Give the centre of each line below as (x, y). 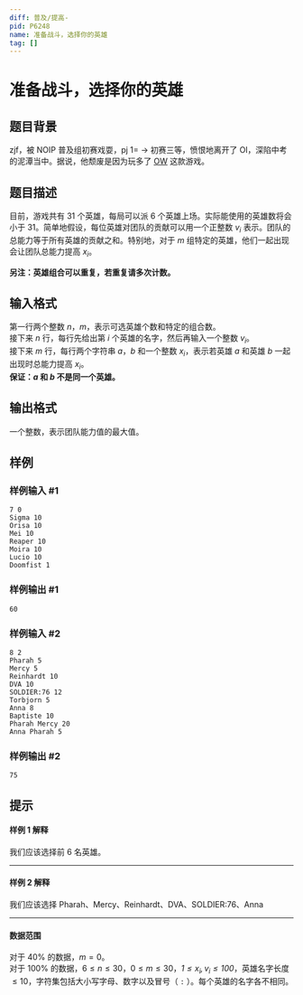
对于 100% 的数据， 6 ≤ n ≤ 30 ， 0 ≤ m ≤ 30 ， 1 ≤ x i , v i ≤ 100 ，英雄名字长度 (150, 970)
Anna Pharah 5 (36, 732)
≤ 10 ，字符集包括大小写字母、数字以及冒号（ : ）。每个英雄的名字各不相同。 (153, 981)
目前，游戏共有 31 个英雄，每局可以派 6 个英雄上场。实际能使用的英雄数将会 (151, 216)
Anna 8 (22, 708)
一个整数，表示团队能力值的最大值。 (77, 431)
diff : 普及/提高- (39, 18)
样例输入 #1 (34, 491)
